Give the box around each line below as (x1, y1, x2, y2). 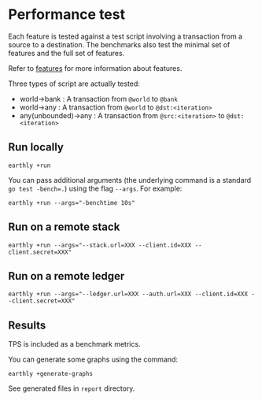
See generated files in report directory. (8, 384, 135, 393)
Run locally (8, 140, 65, 154)
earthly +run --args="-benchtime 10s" (8, 199, 135, 206)
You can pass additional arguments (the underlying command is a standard (8, 175, 252, 184)
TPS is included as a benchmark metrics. (8, 340, 141, 349)
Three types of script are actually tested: (8, 79, 140, 88)
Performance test (8, 6, 126, 24)
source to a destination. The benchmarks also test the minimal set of (8, 39, 231, 49)
